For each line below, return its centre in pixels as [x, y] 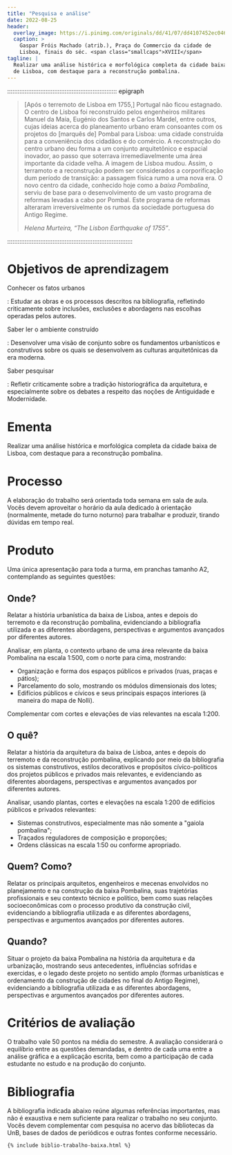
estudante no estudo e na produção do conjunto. [77, 1064]
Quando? [27, 942]
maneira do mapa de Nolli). [56, 701]
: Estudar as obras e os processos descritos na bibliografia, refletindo [106, 302]
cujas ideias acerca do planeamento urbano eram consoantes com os [123, 126]
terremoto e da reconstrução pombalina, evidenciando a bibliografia [104, 623]
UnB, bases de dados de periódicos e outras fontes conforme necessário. [112, 1133]
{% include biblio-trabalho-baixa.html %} [69, 1146]
